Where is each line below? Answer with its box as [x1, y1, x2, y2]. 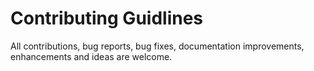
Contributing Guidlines [10, 7, 204, 30]
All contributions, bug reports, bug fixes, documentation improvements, [10, 40, 305, 52]
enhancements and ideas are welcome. [10, 50, 173, 62]
